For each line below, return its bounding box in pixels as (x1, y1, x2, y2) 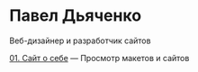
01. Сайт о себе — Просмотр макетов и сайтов (9, 52, 190, 63)
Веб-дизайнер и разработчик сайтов (9, 35, 151, 46)
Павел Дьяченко (9, 5, 142, 26)
